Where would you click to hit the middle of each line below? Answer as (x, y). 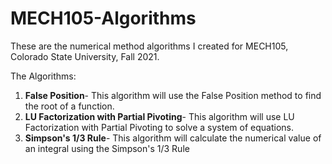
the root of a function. (69, 106)
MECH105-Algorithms (103, 18)
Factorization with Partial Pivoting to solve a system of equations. (159, 127)
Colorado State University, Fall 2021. (85, 56)
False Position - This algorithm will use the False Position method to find (173, 95)
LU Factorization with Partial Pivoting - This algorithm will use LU (159, 116)
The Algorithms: (43, 76)
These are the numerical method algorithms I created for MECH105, (149, 46)
